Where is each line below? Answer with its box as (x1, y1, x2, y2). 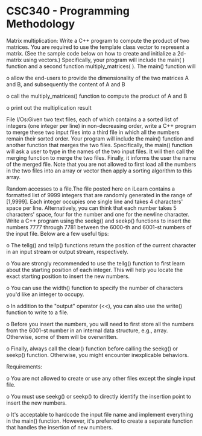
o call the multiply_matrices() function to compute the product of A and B (6, 92, 188, 100)
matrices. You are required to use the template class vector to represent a (6, 43, 189, 51)
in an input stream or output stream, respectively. (6, 248, 128, 255)
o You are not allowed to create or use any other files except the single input (6, 374, 196, 382)
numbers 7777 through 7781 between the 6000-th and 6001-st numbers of (6, 223, 192, 230)
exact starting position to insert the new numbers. (6, 273, 130, 280)
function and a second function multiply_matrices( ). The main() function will (6, 62, 196, 70)
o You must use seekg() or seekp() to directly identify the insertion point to (6, 393, 192, 400)
